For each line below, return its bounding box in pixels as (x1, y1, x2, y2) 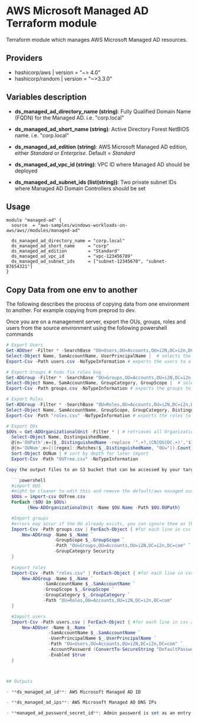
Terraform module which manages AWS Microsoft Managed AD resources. (6, 36, 187, 43)
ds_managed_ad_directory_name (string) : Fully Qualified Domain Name (14, 108, 192, 115)
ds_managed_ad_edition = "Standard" (11, 249, 120, 254)
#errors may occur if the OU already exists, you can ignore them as (11, 521, 186, 526)
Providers (6, 53, 43, 63)
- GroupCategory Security (53, 548, 115, 554)
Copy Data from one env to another (6, 284, 138, 295)
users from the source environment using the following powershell (6, 324, 167, 332)
